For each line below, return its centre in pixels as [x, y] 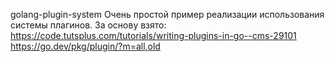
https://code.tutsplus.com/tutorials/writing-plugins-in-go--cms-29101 [153, 35]
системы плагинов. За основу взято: [88, 25]
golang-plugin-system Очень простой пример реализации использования [167, 14]
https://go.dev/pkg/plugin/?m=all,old [85, 46]
